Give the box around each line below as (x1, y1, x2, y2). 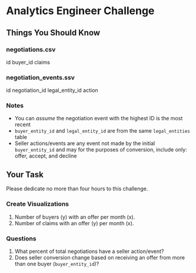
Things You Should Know (6, 28, 101, 38)
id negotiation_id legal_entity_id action (6, 87, 98, 94)
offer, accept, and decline (14, 152, 77, 160)
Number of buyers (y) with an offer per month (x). (14, 213, 135, 221)
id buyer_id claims (6, 58, 50, 65)
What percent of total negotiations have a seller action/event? (14, 248, 164, 255)
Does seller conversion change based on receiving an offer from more (14, 254, 185, 261)
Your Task (6, 169, 44, 179)
